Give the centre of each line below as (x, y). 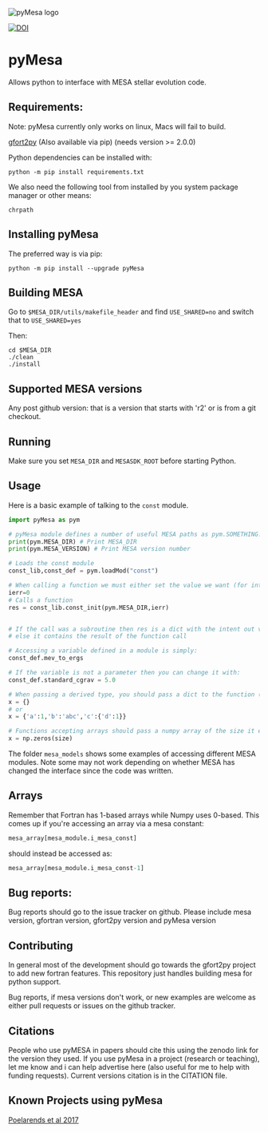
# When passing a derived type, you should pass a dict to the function (132, 695)
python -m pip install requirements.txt (77, 172)
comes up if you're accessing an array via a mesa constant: (106, 823)
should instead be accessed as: (60, 853)
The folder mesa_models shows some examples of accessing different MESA (132, 754)
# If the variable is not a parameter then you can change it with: (124, 673)
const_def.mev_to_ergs (46, 659)
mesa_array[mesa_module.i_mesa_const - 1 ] (77, 868)
